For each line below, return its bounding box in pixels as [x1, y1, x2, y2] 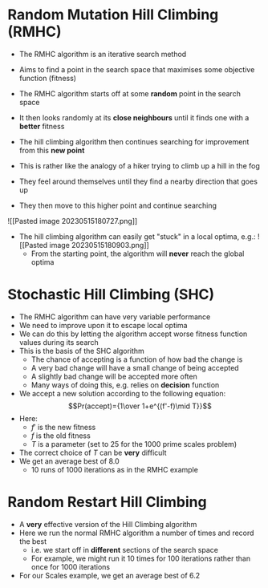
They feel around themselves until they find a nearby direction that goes [18, 176, 258, 186]
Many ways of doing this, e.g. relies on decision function [30, 379, 220, 390]
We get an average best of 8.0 [18, 456, 120, 466]
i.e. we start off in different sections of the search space [30, 545, 218, 554]
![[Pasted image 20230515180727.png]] [7, 216, 138, 225]
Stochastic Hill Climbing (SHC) [7, 286, 215, 304]
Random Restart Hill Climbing [7, 493, 207, 511]
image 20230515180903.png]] [49, 240, 149, 249]
